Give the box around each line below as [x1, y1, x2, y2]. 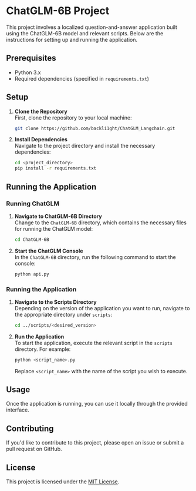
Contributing [6, 423, 54, 433]
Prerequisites [6, 53, 56, 63]
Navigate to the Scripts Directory [14, 298, 97, 306]
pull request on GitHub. [6, 446, 62, 453]
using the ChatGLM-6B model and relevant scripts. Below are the [6, 29, 164, 37]
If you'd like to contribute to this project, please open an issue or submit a [6, 439, 184, 446]
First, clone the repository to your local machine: [14, 114, 132, 121]
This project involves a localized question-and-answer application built [6, 24, 178, 31]
